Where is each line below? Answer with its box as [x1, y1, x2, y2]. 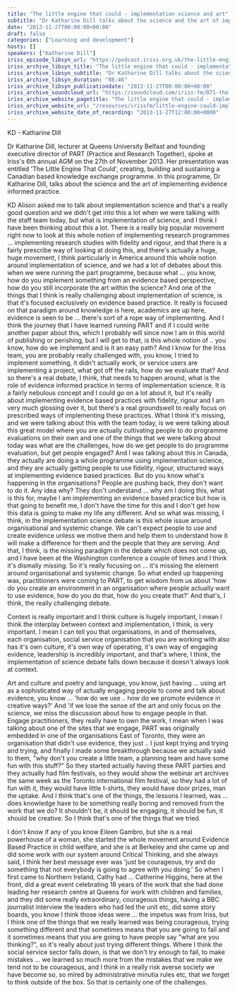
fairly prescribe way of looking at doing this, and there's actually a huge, [7, 245, 217, 254]
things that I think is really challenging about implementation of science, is [7, 290, 223, 299]
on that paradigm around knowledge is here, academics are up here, [7, 305, 207, 315]
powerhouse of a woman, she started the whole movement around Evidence [7, 835, 229, 843]
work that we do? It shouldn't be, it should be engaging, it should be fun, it [7, 806, 224, 815]
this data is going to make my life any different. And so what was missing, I [7, 508, 224, 517]
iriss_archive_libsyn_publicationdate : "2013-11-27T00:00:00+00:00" [7, 83, 213, 90]
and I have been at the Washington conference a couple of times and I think [7, 553, 227, 562]
